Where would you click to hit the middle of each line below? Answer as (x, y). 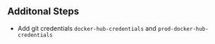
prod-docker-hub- (183, 29)
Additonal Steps (43, 12)
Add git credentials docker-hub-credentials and (87, 28)
